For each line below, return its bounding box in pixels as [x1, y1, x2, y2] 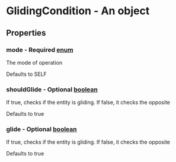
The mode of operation [6, 59, 63, 66]
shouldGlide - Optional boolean [6, 85, 98, 93]
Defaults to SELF [6, 70, 47, 78]
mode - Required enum [6, 46, 73, 54]
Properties [6, 28, 46, 38]
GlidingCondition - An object [6, 4, 150, 18]
